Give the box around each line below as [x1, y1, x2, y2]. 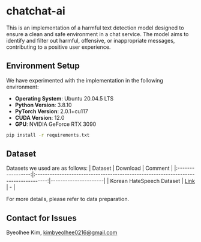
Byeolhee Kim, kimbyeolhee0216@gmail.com [6, 229, 118, 236]
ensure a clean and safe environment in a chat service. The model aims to [6, 30, 189, 37]
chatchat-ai [6, 4, 66, 18]
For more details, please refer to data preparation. [6, 196, 130, 203]
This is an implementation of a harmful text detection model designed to [6, 24, 184, 31]
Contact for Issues [6, 213, 77, 223]
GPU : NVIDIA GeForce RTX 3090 [14, 120, 97, 128]
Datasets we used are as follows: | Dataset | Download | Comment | [6, 164, 173, 172]
